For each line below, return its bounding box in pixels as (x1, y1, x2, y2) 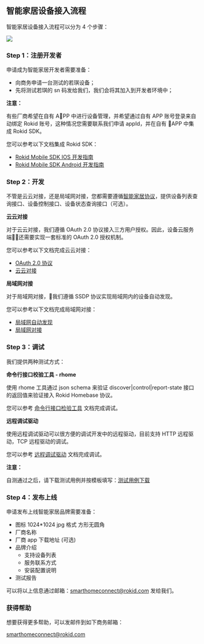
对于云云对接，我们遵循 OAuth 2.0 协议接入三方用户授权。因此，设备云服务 (6, 226, 194, 233)
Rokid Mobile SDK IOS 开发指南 (15, 154, 93, 161)
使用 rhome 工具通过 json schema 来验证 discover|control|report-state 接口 (6, 383, 194, 391)
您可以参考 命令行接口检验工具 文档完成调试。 (6, 404, 121, 411)
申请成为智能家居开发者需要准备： (6, 66, 92, 74)
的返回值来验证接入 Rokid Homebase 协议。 (6, 391, 117, 399)
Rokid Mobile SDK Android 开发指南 (15, 161, 104, 168)
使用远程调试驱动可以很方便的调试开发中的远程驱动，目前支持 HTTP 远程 (6, 430, 189, 437)
